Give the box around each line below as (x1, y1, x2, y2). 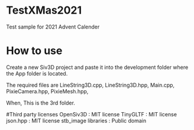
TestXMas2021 (6, 4, 82, 17)
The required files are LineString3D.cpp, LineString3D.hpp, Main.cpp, (6, 81, 175, 88)
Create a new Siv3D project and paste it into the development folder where (6, 64, 189, 71)
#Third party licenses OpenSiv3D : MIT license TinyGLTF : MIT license (6, 110, 177, 118)
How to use (6, 44, 63, 58)
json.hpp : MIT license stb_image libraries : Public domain (6, 117, 147, 124)
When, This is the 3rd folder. (6, 99, 76, 106)
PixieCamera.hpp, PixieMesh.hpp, (6, 87, 89, 95)
